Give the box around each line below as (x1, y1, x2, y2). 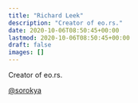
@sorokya (8, 86, 42, 95)
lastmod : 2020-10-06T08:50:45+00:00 (8, 33, 130, 42)
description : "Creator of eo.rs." (8, 19, 124, 27)
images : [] (8, 48, 45, 56)
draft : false (8, 41, 52, 49)
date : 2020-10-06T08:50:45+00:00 (8, 26, 120, 34)
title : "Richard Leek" (8, 11, 84, 20)
